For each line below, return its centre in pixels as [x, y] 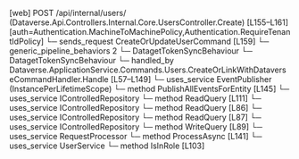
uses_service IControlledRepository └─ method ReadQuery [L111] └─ [135, 98]
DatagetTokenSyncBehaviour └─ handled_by [91, 60]
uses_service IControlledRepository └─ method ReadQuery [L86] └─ [136, 108]
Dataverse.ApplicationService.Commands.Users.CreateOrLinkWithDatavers [148, 70]
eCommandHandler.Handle [59, 79]
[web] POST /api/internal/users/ [68, 13]
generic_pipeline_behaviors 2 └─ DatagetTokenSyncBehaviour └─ [131, 51]
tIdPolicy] [27, 41]
